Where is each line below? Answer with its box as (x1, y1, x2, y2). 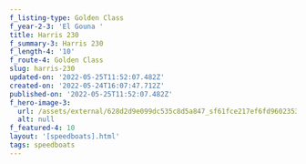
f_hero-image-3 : (9, 97, 71, 108)
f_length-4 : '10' (9, 47, 76, 56)
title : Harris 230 (9, 30, 79, 39)
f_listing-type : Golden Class (9, 13, 125, 23)
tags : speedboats (9, 140, 76, 149)
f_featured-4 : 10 (9, 124, 76, 133)
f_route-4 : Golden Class (9, 56, 104, 65)
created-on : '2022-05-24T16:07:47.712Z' (9, 81, 166, 90)
